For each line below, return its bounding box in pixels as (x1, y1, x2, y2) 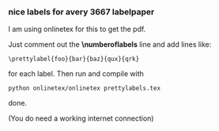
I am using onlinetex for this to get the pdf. (8, 25, 146, 34)
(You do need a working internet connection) (8, 114, 154, 123)
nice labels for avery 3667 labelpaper (8, 6, 155, 17)
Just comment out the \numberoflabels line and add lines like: (8, 40, 212, 49)
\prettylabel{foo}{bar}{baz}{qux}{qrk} (8, 55, 140, 64)
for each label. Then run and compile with (8, 69, 144, 79)
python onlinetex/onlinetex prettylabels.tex (8, 84, 160, 93)
